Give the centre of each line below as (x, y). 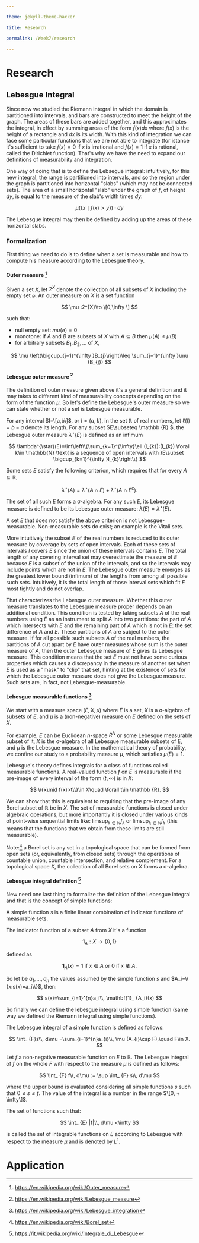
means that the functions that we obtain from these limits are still (85, 829)
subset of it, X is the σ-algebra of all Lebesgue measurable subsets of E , (94, 741)
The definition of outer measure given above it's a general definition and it (97, 389)
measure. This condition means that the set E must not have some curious (97, 657)
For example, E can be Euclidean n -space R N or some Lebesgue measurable (99, 735)
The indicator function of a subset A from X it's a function (76, 930)
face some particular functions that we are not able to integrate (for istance (98, 141)
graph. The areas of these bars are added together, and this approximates (96, 122)
